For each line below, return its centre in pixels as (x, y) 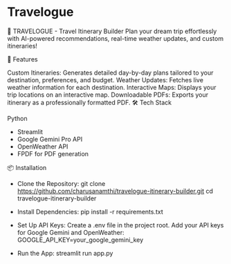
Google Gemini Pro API (50, 139)
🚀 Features (22, 59)
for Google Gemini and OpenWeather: (71, 232)
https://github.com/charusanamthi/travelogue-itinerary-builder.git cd (115, 191)
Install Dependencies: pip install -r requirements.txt (90, 211)
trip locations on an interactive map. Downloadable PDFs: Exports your (108, 95)
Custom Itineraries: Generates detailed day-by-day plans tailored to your (110, 73)
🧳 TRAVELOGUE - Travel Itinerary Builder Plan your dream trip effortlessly (112, 31)
